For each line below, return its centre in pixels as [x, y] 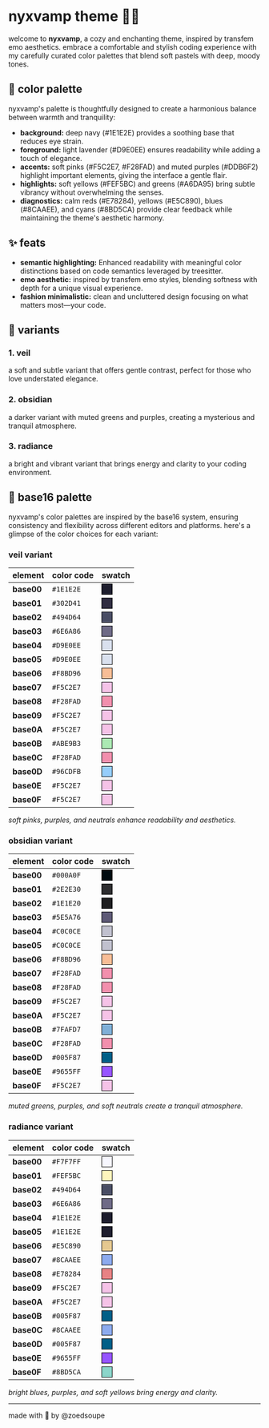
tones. [19, 64]
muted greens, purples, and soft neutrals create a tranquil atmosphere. [126, 1106]
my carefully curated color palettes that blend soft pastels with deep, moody [134, 55]
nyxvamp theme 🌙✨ [74, 16]
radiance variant [41, 1127]
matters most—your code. [63, 305]
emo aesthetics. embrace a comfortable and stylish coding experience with [133, 46]
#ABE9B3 [66, 743]
